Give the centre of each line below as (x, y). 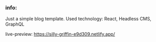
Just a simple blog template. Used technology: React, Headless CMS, (79, 19)
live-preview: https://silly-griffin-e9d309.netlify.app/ (60, 34)
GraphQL (15, 24)
